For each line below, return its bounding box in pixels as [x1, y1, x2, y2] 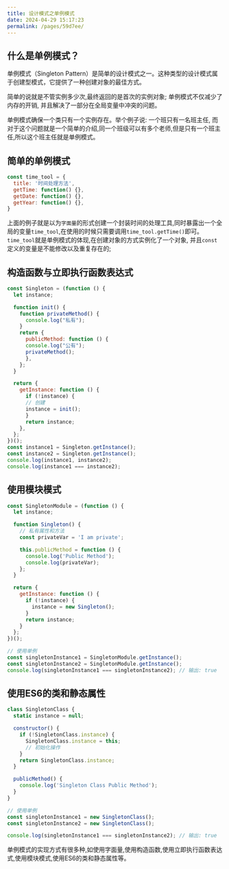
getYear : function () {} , [13, 199, 84, 206]
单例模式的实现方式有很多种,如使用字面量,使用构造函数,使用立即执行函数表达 [7, 846, 223, 854]
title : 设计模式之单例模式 [7, 10, 75, 17]
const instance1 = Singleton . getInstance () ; [7, 444, 136, 451]
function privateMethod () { [19, 310, 99, 317]
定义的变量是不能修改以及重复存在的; [7, 244, 112, 253]
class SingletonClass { [7, 706, 75, 713]
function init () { [13, 303, 67, 311]
